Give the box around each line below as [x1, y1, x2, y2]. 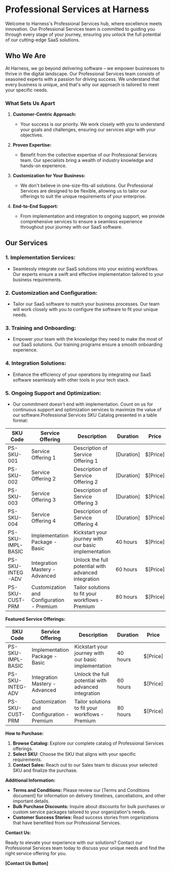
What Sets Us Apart [5, 100, 55, 107]
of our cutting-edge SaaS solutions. [5, 37, 80, 43]
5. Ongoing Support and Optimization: [5, 389, 101, 396]
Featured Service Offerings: [5, 616, 66, 622]
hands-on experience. [20, 162, 67, 169]
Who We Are [5, 52, 46, 60]
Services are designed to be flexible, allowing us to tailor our [20, 188, 148, 194]
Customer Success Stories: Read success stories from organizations [12, 814, 159, 820]
